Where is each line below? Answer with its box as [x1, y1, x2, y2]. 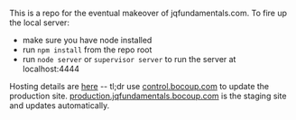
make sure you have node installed [22, 35, 153, 45]
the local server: [9, 17, 70, 28]
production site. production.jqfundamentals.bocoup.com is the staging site [9, 90, 287, 101]
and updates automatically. [9, 100, 110, 111]
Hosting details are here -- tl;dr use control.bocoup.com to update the [9, 81, 270, 91]
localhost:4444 [22, 63, 79, 74]
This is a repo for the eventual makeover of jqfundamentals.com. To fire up [9, 8, 287, 18]
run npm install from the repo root [22, 44, 153, 55]
